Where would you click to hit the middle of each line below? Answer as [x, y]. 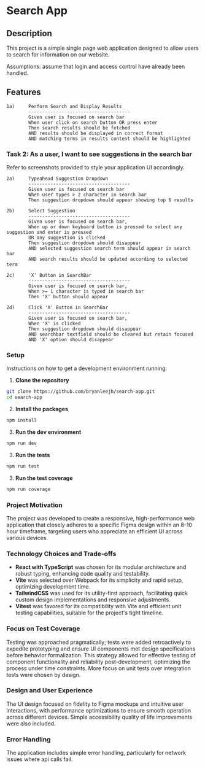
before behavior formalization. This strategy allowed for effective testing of [101, 655]
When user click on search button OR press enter [93, 122]
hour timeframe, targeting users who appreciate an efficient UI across [95, 531]
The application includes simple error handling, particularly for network [96, 753]
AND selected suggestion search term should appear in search [110, 249]
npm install [21, 420]
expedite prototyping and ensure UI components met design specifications [101, 649]
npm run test [23, 466]
